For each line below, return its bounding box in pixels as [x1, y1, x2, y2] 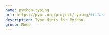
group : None [5, 22, 31, 27]
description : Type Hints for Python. [5, 17, 86, 22]
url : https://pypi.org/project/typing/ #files [5, 12, 104, 17]
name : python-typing [5, 7, 50, 13]
